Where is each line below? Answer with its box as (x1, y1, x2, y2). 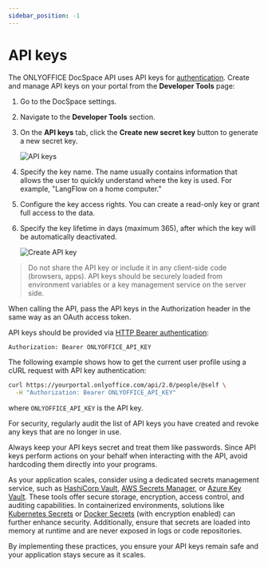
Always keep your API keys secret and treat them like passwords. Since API (8, 442, 257, 452)
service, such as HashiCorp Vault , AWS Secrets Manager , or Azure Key (8, 484, 242, 494)
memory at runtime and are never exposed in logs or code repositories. (8, 526, 242, 536)
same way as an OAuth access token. (8, 312, 132, 322)
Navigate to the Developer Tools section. (19, 112, 156, 121)
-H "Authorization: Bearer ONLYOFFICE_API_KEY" (15, 389, 177, 397)
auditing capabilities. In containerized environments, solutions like (8, 501, 225, 510)
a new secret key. (19, 136, 78, 145)
